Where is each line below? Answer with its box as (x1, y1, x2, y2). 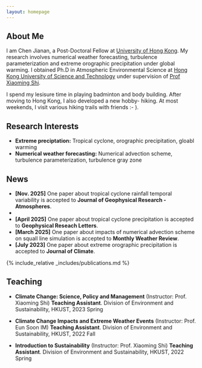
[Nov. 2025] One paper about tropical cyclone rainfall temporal (14, 190, 172, 197)
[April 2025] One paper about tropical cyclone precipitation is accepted (14, 215, 194, 223)
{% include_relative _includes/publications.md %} (6, 259, 130, 267)
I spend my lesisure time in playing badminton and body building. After (6, 91, 182, 98)
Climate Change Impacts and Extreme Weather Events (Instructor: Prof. (14, 317, 196, 325)
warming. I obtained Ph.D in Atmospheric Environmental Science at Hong (6, 66, 188, 74)
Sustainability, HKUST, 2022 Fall (14, 330, 95, 337)
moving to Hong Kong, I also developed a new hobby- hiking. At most (6, 97, 178, 104)
